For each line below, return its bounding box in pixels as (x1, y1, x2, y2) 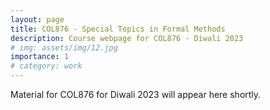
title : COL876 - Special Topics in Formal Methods (10, 24, 226, 34)
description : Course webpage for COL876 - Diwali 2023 (10, 33, 244, 43)
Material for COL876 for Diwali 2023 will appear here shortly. (10, 89, 262, 100)
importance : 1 (10, 52, 70, 62)
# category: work (10, 61, 83, 71)
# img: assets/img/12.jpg (10, 42, 118, 53)
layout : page (10, 14, 65, 25)
